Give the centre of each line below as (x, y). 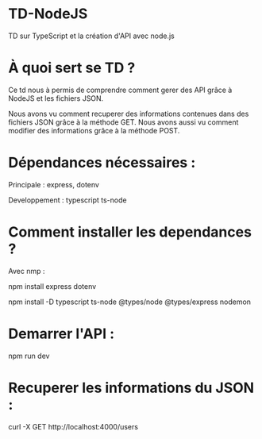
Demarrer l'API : (62, 333)
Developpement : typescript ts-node (67, 200)
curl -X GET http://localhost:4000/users (73, 426)
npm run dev (29, 356)
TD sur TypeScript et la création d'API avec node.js (91, 36)
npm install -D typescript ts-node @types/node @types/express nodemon (130, 302)
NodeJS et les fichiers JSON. (56, 98)
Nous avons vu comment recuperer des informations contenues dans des (129, 114)
